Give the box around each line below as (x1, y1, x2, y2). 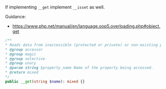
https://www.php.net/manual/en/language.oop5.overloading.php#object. (12, 23, 161, 29)
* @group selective (5, 56, 45, 61)
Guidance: (5, 14, 26, 19)
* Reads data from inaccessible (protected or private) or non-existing (5, 42, 158, 47)
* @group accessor (5, 47, 43, 52)
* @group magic (5, 52, 37, 57)
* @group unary (5, 61, 37, 66)
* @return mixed (5, 70, 39, 75)
